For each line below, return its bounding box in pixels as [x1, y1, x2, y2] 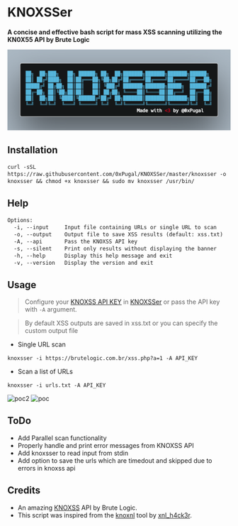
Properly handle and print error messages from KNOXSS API [17, 441, 195, 449]
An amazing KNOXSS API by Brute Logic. [17, 503, 138, 512]
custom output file [24, 326, 79, 334]
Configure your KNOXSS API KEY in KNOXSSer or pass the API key [24, 297, 220, 306]
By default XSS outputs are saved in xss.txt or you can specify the [24, 319, 218, 327]
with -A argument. [24, 305, 77, 313]
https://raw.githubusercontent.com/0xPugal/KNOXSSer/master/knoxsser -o [7, 171, 227, 178]
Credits [7, 484, 41, 497]
